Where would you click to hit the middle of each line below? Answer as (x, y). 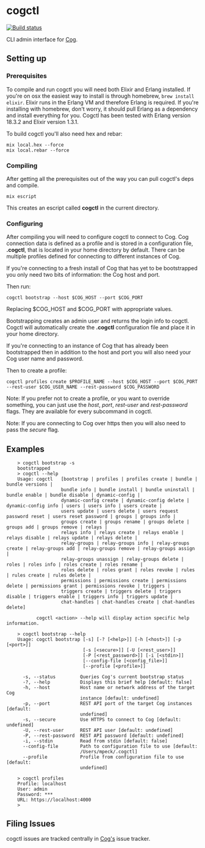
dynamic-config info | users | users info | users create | (85, 506)
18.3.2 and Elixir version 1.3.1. (43, 122)
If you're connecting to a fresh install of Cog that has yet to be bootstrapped (102, 268)
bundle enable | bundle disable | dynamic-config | (73, 495)
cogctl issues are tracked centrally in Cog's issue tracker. (78, 838)
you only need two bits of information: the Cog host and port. (83, 275)
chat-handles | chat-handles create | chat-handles (128, 602)
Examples (25, 449)
